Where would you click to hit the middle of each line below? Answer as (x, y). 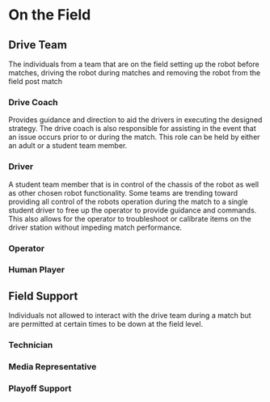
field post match (36, 81)
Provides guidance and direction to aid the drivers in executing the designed (135, 120)
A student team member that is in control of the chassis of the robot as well (134, 184)
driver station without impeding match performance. (95, 227)
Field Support (43, 296)
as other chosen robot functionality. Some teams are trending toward (123, 193)
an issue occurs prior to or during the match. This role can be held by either (134, 137)
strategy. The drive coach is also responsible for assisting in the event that (132, 129)
